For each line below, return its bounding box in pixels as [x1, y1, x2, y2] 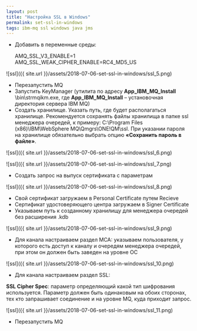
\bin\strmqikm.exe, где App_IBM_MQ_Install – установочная [14, 94, 163, 101]
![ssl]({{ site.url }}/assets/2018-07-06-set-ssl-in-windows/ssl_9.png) [6, 225, 172, 232]
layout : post [6, 8, 38, 15]
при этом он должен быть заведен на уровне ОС [14, 249, 138, 256]
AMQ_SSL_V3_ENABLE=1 [14, 52, 76, 59]
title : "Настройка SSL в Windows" [6, 14, 91, 20]
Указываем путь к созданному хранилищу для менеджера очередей [14, 207, 188, 215]
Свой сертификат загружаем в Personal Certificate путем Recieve [14, 195, 179, 202]
